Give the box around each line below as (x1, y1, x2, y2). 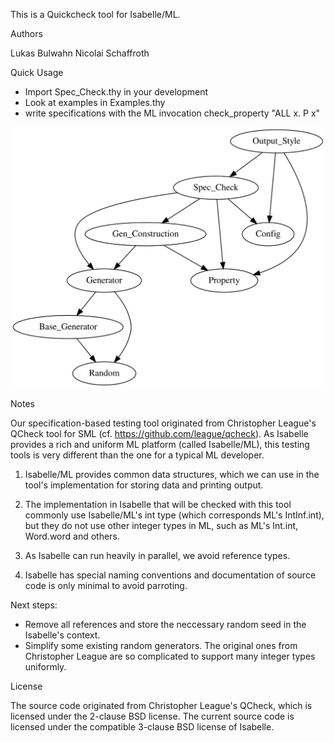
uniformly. (24, 660, 67, 673)
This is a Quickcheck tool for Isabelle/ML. (10, 9, 181, 20)
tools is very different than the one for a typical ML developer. (10, 449, 265, 461)
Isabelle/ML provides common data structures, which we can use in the (24, 468, 320, 480)
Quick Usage (10, 67, 64, 78)
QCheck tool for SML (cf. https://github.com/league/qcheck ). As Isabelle (10, 427, 309, 439)
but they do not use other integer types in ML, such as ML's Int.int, (24, 519, 299, 531)
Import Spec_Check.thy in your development (24, 86, 209, 98)
